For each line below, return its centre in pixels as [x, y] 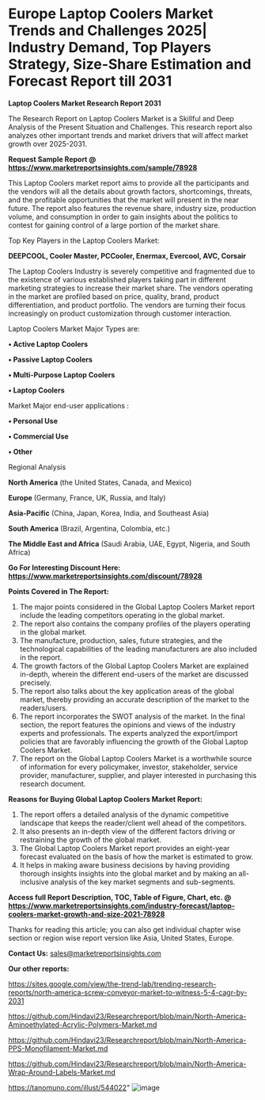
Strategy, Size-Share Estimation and [130, 65]
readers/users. [44, 707]
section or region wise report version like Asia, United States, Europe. [121, 937]
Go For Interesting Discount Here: [64, 567]
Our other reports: [39, 968]
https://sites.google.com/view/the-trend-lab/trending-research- [112, 983]
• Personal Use [33, 420]
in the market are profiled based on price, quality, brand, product [114, 296]
